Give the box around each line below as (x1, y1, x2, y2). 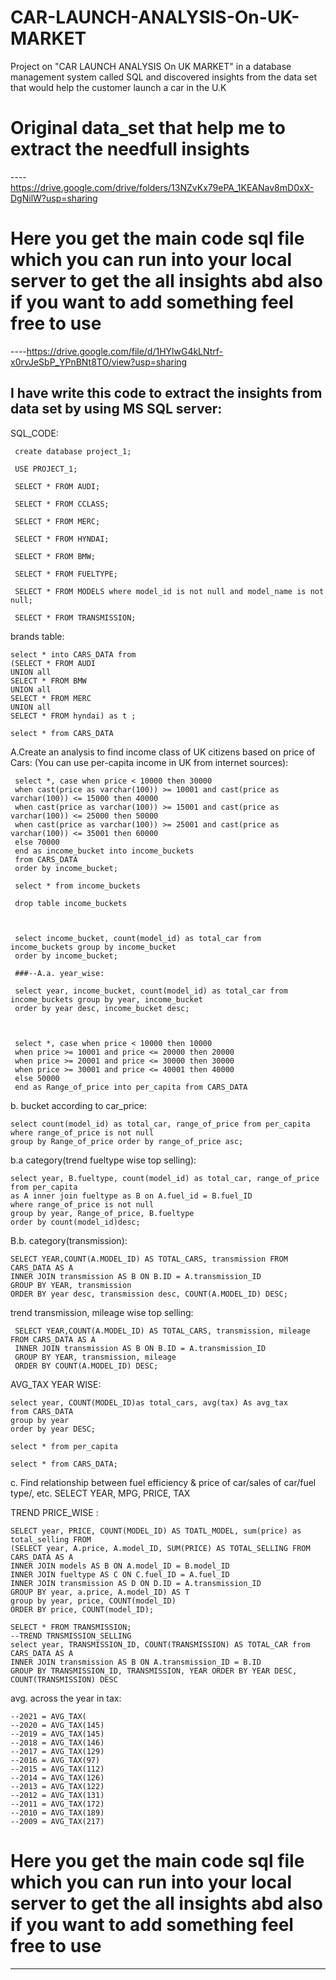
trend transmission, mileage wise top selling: (10, 1306, 194, 1318)
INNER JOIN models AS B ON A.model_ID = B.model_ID (10, 1561, 230, 1571)
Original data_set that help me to (10, 117, 286, 140)
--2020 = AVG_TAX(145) (10, 1720, 105, 1730)
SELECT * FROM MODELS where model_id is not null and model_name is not (14, 586, 325, 596)
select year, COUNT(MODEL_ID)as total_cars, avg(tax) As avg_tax (10, 1397, 288, 1408)
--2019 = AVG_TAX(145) (10, 1729, 105, 1739)
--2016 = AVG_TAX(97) (10, 1755, 101, 1765)
